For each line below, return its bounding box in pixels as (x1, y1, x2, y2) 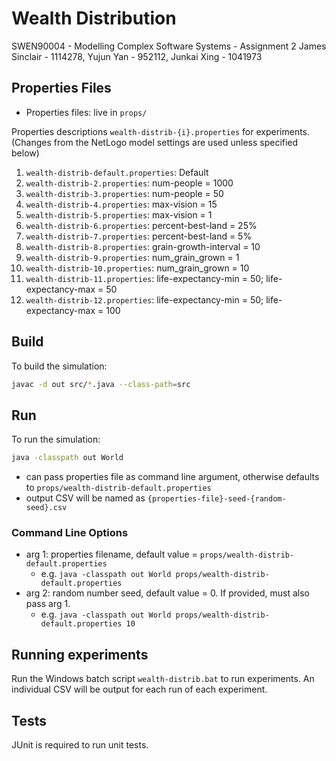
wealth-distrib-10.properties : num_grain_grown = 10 (25, 262, 250, 274)
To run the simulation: (11, 433, 101, 446)
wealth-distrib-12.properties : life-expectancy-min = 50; (25, 293, 264, 306)
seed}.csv (25, 503, 68, 513)
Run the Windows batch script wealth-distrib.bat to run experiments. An (11, 673, 315, 685)
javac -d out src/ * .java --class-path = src (11, 379, 191, 389)
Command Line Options (11, 526, 129, 540)
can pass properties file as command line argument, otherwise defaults (25, 471, 320, 483)
